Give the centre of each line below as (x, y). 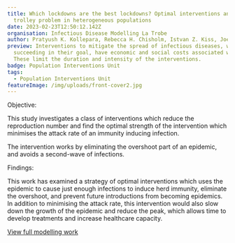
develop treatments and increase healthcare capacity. (85, 219)
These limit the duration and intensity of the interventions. (107, 59)
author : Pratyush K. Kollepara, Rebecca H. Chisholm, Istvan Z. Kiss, (112, 40)
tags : (15, 72)
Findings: (21, 168)
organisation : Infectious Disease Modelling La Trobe (87, 33)
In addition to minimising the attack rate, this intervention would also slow (113, 204)
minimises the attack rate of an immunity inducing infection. (93, 133)
